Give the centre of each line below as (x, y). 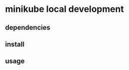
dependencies (28, 28)
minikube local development (64, 9)
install (15, 44)
